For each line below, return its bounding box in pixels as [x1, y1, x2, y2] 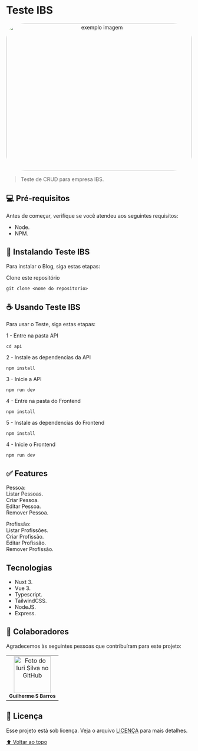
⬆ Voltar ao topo [6, 738, 48, 745]
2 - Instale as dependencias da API [6, 354, 91, 361]
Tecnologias [6, 563, 52, 573]
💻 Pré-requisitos [6, 194, 70, 204]
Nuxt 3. [14, 579, 33, 585]
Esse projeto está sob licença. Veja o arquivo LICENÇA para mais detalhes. [6, 727, 188, 734]
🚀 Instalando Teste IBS [6, 247, 90, 257]
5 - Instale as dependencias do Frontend [6, 419, 105, 427]
